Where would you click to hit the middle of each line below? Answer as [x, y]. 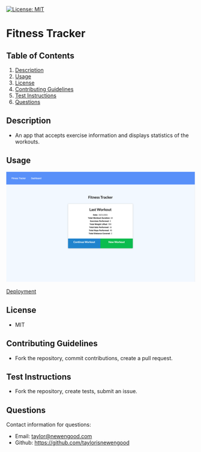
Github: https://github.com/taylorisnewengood [72, 443]
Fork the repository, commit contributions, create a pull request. [94, 358]
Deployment [21, 291]
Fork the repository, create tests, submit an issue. [76, 391]
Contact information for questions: [49, 425]
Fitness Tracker [46, 34]
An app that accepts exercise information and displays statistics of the [102, 135]
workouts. [27, 142]
